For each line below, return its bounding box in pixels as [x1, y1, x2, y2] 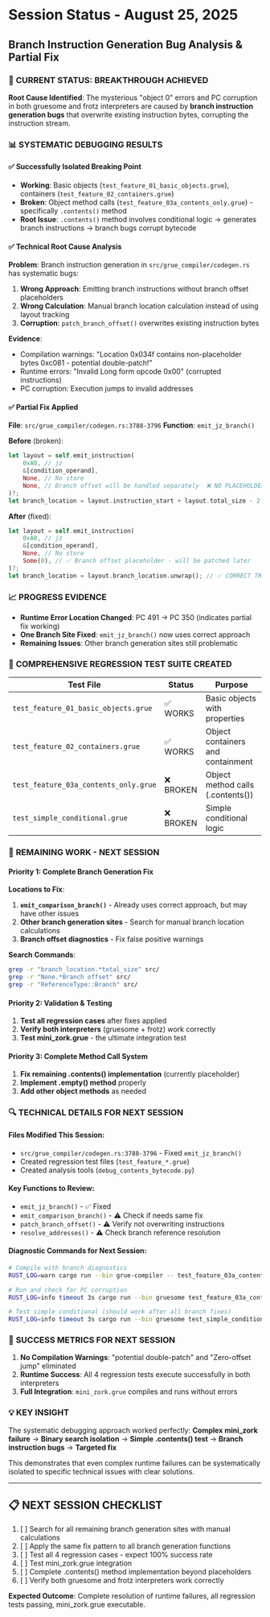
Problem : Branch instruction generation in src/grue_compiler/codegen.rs [8, 260, 251, 270]
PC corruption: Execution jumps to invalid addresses [19, 384, 194, 394]
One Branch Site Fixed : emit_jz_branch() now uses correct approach [19, 630, 251, 639]
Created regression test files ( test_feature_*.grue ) [19, 1156, 190, 1166]
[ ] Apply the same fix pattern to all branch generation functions [19, 1540, 231, 1551]
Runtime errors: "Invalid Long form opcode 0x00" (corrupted [19, 366, 222, 376]
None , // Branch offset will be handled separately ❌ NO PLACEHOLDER [22, 482, 265, 490]
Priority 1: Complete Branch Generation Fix [8, 866, 154, 876]
